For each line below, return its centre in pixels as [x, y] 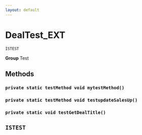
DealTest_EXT [35, 35]
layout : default [22, 10]
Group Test [17, 58]
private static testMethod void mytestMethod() [65, 88]
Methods [20, 74]
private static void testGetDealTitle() [56, 112]
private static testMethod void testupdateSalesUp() [72, 100]
